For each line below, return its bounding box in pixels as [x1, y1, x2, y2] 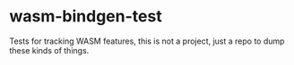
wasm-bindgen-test [9, 6, 163, 27]
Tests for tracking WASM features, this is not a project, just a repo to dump [9, 36, 285, 46]
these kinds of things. [9, 45, 90, 55]
